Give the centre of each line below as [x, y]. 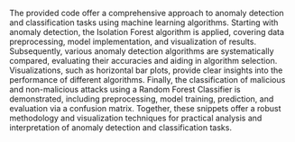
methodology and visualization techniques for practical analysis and [136, 118]
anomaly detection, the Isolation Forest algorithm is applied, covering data [147, 32]
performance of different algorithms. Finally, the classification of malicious [147, 80]
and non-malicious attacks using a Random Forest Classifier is [125, 89]
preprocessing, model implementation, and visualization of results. [133, 41]
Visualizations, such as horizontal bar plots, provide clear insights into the [146, 70]
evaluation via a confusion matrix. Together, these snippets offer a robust [145, 108]
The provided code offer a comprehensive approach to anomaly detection [147, 13]
